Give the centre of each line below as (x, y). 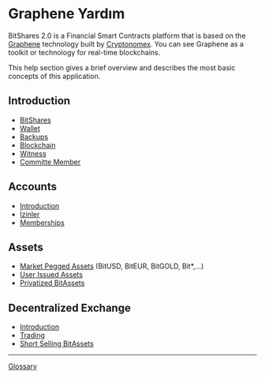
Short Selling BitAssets (57, 343)
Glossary (23, 366)
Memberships (42, 223)
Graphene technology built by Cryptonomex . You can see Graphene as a (126, 43)
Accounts (33, 187)
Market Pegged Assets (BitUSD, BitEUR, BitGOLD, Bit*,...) (112, 266)
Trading (32, 336)
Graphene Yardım (67, 14)
